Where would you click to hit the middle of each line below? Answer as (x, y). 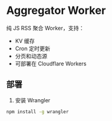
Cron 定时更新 (32, 48)
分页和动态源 (31, 56)
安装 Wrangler (32, 100)
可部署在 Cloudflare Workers (51, 64)
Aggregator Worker (56, 11)
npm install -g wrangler (38, 112)
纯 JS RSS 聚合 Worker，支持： (45, 28)
